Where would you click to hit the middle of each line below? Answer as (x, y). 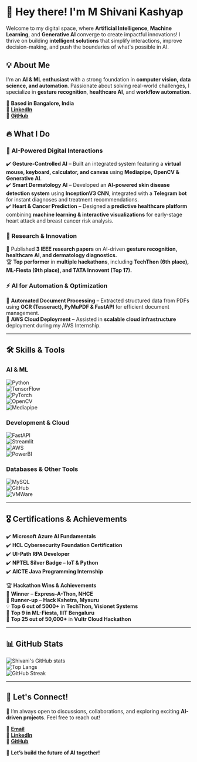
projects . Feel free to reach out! (62, 717)
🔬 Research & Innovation (42, 236)
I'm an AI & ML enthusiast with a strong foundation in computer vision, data (98, 79)
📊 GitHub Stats (35, 644)
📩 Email (16, 729)
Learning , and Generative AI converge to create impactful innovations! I (93, 34)
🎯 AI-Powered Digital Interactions (55, 151)
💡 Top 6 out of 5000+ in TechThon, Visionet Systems (72, 606)
